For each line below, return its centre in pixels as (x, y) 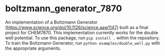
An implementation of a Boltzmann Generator (51, 22)
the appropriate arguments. (33, 48)
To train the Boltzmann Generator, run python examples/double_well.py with (83, 43)
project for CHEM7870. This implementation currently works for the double (82, 32)
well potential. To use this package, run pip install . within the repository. (82, 38)
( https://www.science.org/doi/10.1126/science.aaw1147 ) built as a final (77, 27)
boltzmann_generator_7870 (64, 9)
